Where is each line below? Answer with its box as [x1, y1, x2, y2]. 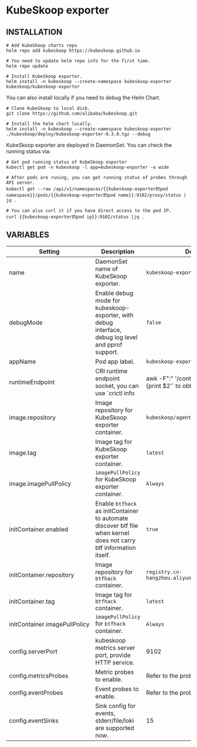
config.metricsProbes [9, 672, 69, 680]
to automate [95, 514, 128, 522]
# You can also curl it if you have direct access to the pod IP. [6, 208, 172, 214]
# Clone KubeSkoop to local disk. [6, 105, 91, 111]
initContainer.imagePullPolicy [9, 620, 90, 628]
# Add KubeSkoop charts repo [6, 42, 77, 48]
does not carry [95, 536, 136, 545]
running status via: [6, 148, 51, 155]
